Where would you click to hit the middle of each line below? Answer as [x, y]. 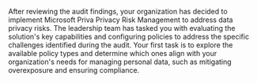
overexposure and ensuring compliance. [74, 70]
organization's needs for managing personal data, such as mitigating [120, 62]
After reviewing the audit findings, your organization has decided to [118, 11]
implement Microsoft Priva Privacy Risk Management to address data [121, 20]
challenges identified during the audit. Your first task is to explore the [121, 45]
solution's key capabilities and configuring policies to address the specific [129, 36]
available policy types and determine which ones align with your [113, 53]
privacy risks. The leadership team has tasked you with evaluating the [122, 28]
